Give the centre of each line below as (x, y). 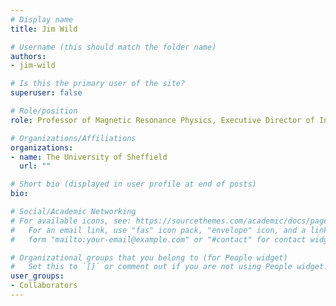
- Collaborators (44, 286)
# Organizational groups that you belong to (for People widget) (149, 257)
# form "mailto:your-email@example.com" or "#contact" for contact (158, 239)
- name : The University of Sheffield (89, 157)
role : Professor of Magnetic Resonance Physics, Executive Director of (162, 120)
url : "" (35, 166)
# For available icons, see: (71, 221)
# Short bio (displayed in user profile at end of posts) (133, 184)
